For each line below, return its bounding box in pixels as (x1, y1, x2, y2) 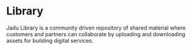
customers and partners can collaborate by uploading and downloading (6, 30, 185, 37)
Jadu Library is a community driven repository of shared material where (6, 24, 186, 31)
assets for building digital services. (6, 37, 94, 44)
